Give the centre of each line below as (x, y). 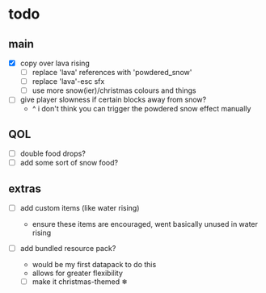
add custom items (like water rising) (80, 208)
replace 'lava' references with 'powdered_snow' (112, 73)
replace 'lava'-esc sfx (68, 82)
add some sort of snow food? (69, 163)
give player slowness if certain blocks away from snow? (113, 100)
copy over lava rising (55, 63)
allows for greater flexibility (78, 273)
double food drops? (53, 153)
